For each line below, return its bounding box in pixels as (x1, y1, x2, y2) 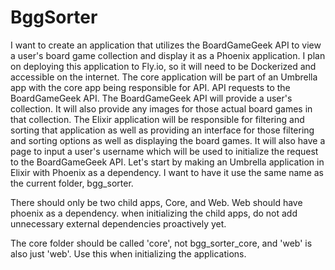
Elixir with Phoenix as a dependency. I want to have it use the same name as (10, 166, 324, 178)
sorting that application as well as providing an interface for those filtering (10, 124, 315, 136)
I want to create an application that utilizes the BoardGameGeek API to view (10, 39, 322, 51)
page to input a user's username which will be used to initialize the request (10, 145, 319, 157)
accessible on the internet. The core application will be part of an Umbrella (10, 71, 318, 83)
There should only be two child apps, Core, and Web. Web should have (10, 196, 303, 208)
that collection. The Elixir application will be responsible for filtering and (10, 113, 305, 125)
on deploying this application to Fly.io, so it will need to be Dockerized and (10, 60, 317, 72)
